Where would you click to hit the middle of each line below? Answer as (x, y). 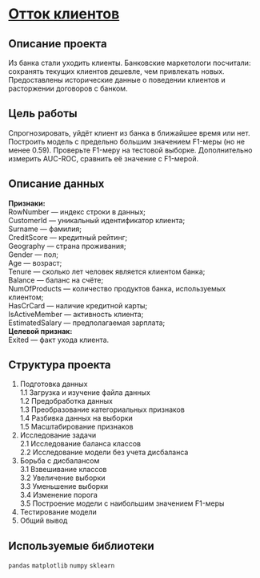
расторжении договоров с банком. (68, 88)
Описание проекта (58, 44)
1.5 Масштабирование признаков (76, 427)
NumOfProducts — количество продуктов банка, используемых (117, 288)
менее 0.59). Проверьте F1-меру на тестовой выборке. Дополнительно (130, 150)
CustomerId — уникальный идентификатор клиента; (97, 220)
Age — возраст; (35, 263)
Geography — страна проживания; (67, 246)
